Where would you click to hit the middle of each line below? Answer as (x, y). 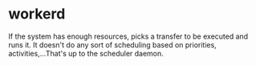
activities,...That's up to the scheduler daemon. (86, 53)
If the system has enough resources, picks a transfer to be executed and (128, 36)
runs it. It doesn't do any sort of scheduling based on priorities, (112, 44)
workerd (37, 14)
